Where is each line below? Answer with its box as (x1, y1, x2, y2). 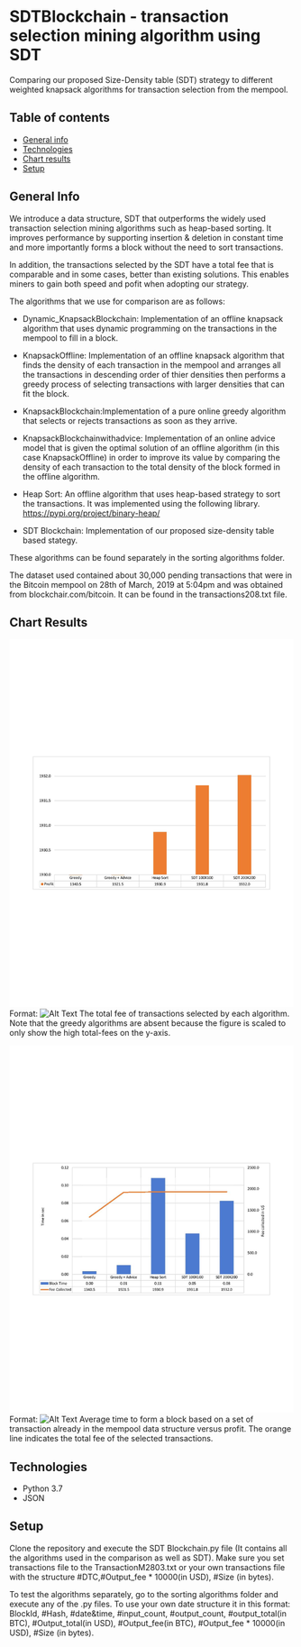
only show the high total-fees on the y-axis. (9, 1027, 171, 1038)
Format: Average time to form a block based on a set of (9, 1414, 254, 1425)
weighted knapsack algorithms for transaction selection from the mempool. (9, 84, 288, 95)
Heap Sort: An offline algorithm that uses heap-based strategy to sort (22, 489, 281, 499)
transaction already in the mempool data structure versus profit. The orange (9, 1423, 292, 1434)
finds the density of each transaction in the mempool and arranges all (22, 359, 281, 371)
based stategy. (22, 535, 78, 545)
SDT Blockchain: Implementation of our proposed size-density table (22, 525, 275, 535)
